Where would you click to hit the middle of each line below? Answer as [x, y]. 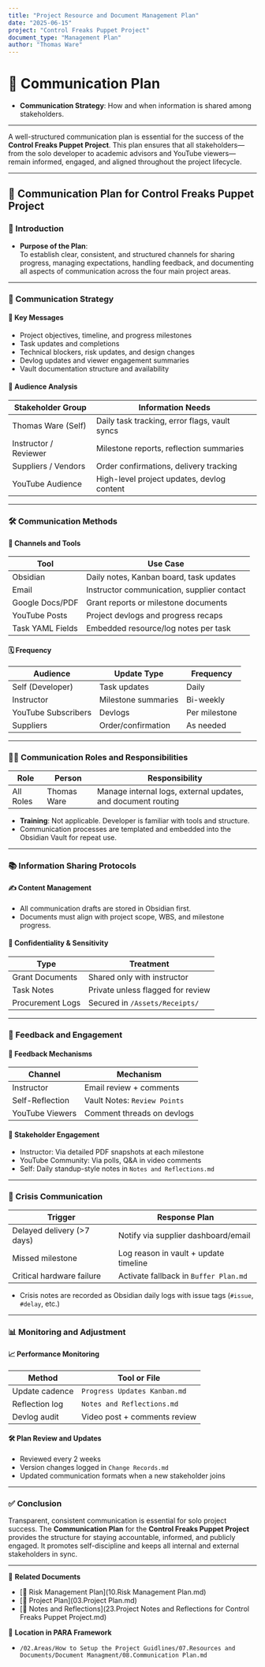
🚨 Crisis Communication [56, 1197]
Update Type [139, 673]
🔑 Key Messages [36, 318]
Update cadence [43, 1391]
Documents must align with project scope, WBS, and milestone [122, 916]
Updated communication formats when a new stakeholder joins [123, 1475]
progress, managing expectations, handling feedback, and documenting [136, 263]
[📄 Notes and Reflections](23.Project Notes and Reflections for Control [134, 1609]
